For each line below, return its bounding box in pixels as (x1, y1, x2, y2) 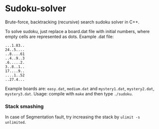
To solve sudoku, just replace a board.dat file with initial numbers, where (5, 28, 150, 34)
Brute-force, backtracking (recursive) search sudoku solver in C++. (5, 19, 140, 25)
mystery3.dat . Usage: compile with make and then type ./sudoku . (5, 91, 133, 96)
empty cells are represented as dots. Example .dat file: (5, 34, 114, 39)
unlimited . (5, 119, 26, 125)
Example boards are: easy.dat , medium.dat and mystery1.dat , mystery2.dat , (5, 86, 155, 92)
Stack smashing (5, 103, 44, 110)
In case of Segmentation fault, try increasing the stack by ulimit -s (5, 114, 141, 120)
